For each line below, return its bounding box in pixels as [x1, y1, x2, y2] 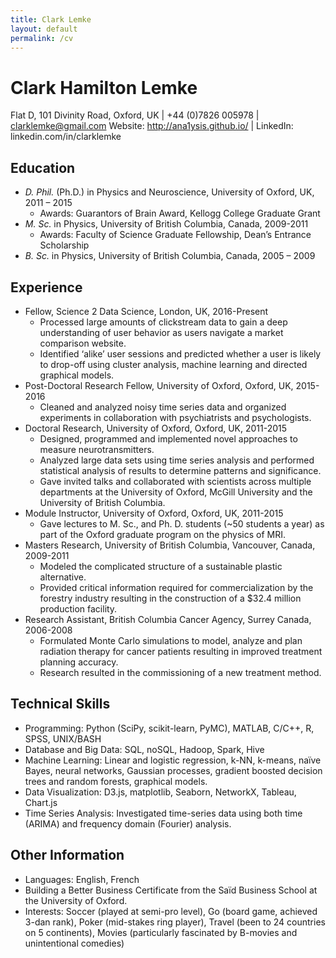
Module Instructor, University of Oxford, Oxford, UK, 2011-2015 [24, 507, 284, 519]
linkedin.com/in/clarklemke [10, 131, 122, 143]
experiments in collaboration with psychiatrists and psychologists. [39, 411, 312, 423]
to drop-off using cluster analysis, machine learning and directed [39, 358, 308, 370]
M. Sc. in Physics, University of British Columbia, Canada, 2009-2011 [24, 218, 309, 230]
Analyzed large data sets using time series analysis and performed [39, 454, 315, 466]
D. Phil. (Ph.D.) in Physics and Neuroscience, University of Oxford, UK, [24, 186, 315, 198]
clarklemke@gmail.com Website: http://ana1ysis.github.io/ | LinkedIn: [10, 120, 294, 132]
